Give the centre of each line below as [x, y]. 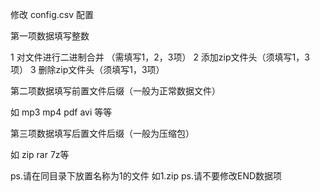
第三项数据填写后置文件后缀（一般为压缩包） [102, 133]
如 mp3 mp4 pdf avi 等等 [61, 112]
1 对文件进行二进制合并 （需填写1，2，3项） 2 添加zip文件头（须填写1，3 [160, 57]
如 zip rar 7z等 [40, 154]
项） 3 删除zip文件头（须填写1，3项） [87, 69]
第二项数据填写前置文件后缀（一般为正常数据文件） [115, 91]
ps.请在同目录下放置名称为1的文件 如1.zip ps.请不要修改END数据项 [146, 176]
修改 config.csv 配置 [52, 14]
